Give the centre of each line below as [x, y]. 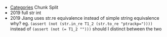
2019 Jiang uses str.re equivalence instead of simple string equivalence [85, 18]
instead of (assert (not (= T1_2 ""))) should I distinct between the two [86, 29]
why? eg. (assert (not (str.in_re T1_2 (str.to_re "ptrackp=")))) [81, 23]
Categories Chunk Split [34, 7]
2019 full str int [26, 13]
